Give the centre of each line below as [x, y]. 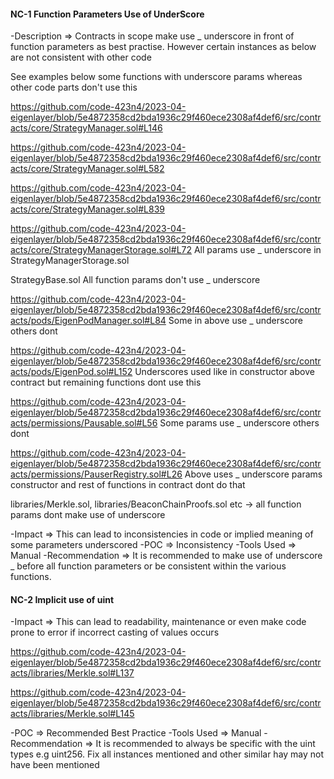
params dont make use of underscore [88, 515]
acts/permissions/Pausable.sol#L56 [84, 423]
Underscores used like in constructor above [224, 372]
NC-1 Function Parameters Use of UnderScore [107, 14]
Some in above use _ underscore [236, 321]
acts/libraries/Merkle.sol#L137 [72, 673]
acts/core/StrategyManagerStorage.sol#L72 [101, 250]
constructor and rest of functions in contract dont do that [128, 485]
